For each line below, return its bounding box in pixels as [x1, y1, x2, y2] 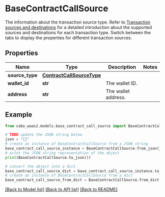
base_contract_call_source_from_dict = [5, 177, 87, 183]
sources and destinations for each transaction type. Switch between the [5, 29, 151, 35]
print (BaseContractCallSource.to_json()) [5, 155, 91, 160]
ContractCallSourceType [42, 72, 102, 78]
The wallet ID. [106, 79, 137, 86]
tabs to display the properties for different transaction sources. [5, 35, 132, 41]
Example [5, 111, 32, 119]
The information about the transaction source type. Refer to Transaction [5, 19, 151, 25]
